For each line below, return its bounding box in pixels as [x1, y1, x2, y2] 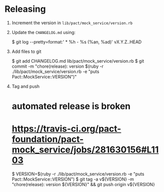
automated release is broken [11, 101, 131, 112]
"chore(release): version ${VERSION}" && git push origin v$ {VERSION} [11, 182, 155, 188]
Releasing [4, 3, 46, 15]
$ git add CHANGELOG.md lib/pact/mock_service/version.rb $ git [11, 58, 144, 64]
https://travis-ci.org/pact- [11, 123, 121, 134]
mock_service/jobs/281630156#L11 [11, 144, 159, 155]
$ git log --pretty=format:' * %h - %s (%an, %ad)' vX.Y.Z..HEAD [11, 38, 142, 45]
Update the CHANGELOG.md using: [11, 29, 76, 35]
